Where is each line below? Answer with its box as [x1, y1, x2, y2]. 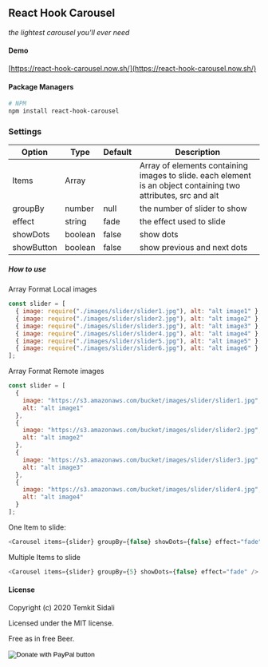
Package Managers [8, 81, 74, 91]
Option [21, 147, 48, 158]
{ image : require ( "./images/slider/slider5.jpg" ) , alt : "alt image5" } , [15, 337, 262, 345]
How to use [8, 264, 46, 274]
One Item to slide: [8, 522, 66, 532]
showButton [12, 242, 57, 253]
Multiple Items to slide [8, 552, 81, 562]
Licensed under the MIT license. [8, 618, 114, 628]
